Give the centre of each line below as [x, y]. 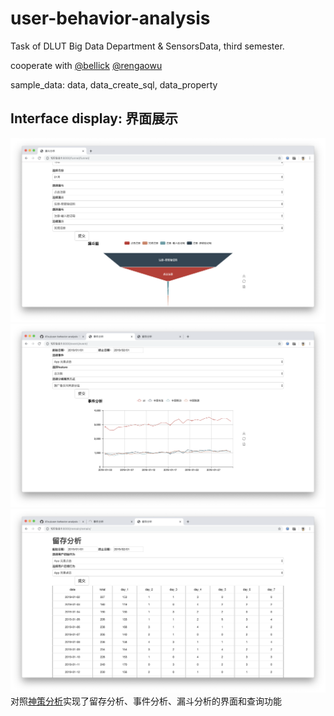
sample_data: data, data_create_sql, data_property [114, 84]
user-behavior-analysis [110, 18]
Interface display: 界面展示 [94, 118]
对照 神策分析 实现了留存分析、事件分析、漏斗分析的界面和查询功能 [146, 701]
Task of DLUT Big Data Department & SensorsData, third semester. [147, 46]
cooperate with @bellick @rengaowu [86, 65]
